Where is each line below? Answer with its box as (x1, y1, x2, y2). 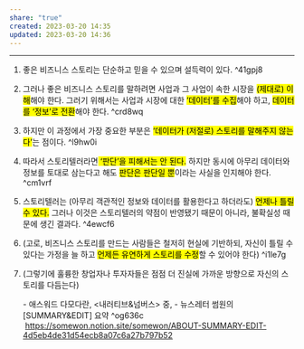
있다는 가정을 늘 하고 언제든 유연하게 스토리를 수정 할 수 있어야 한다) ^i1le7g (22, 250, 287, 260)
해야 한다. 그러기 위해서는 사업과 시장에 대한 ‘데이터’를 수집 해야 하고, (30, 95, 271, 106)
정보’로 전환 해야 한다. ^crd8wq (34, 106, 144, 118)
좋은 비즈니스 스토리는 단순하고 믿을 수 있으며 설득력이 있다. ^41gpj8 (22, 64, 263, 75)
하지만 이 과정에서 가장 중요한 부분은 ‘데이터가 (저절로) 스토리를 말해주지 (22, 126, 278, 137)
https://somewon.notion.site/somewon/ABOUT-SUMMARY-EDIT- (24, 320, 267, 331)
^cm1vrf (22, 177, 52, 188)
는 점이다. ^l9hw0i (32, 137, 98, 147)
